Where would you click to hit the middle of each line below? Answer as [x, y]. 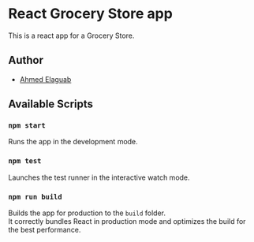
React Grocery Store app [91, 14]
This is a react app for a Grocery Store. [71, 35]
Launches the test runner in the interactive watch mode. [99, 177]
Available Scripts [50, 104]
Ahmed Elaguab [45, 79]
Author [26, 60]
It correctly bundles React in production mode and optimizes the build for [127, 222]
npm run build [35, 197]
